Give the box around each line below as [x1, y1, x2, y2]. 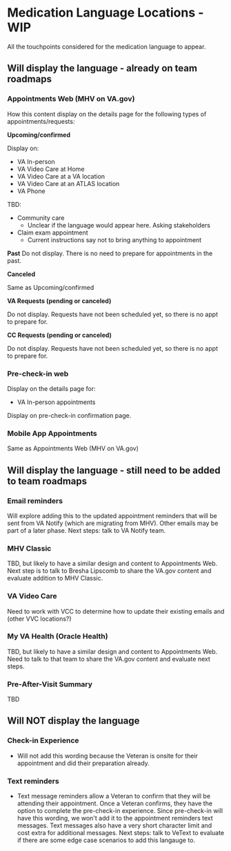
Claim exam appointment [17, 228, 88, 237]
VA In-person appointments [17, 398, 96, 406]
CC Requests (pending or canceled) [7, 331, 112, 339]
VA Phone [17, 187, 46, 195]
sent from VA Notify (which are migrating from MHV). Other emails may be [7, 519, 219, 527]
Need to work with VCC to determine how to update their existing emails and [7, 607, 225, 615]
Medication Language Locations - [7, 5, 204, 21]
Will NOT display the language [7, 715, 140, 727]
